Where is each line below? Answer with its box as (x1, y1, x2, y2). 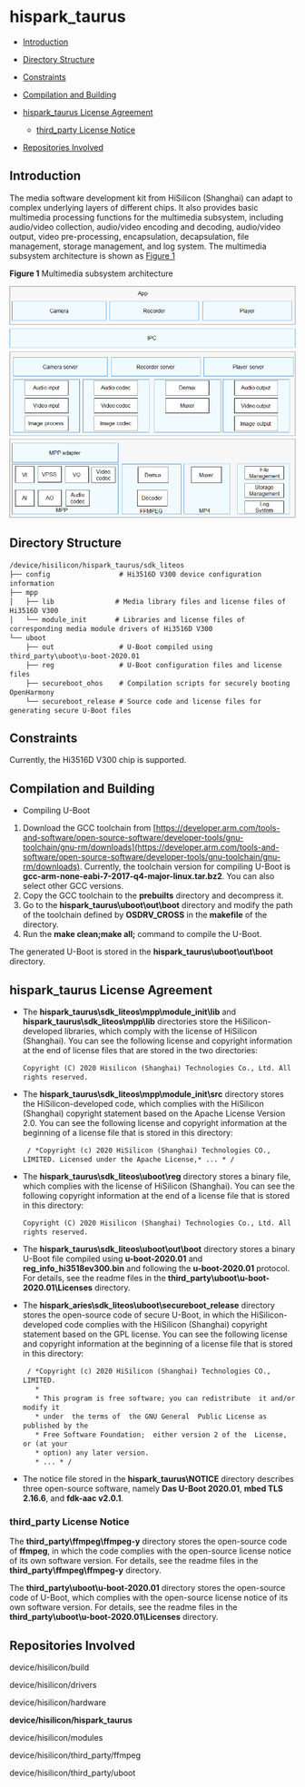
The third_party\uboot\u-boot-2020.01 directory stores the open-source (9, 1583, 286, 1594)
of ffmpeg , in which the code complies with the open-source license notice (9, 1545, 292, 1556)
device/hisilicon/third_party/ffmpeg (9, 1750, 142, 1761)
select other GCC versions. (22, 881, 124, 892)
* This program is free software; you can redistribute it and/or (34, 1394, 296, 1404)
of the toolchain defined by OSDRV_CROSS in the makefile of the (22, 910, 268, 921)
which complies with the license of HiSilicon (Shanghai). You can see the (22, 1180, 295, 1191)
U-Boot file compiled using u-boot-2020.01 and (22, 1253, 203, 1264)
